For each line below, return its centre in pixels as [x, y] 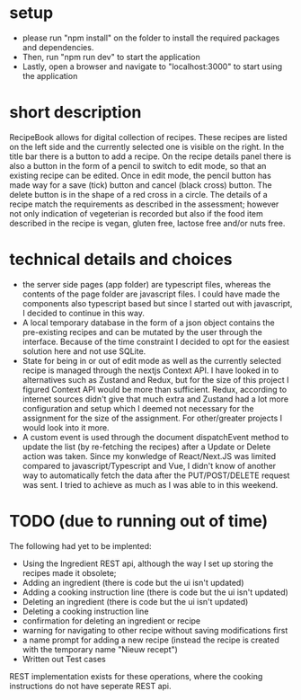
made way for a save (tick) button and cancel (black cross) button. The [141, 185]
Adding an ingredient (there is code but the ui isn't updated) [133, 582]
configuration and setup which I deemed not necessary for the [138, 408]
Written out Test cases [64, 659]
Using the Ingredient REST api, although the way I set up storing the [148, 563]
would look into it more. [66, 427]
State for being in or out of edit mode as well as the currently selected [151, 360]
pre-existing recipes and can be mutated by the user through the [142, 332]
